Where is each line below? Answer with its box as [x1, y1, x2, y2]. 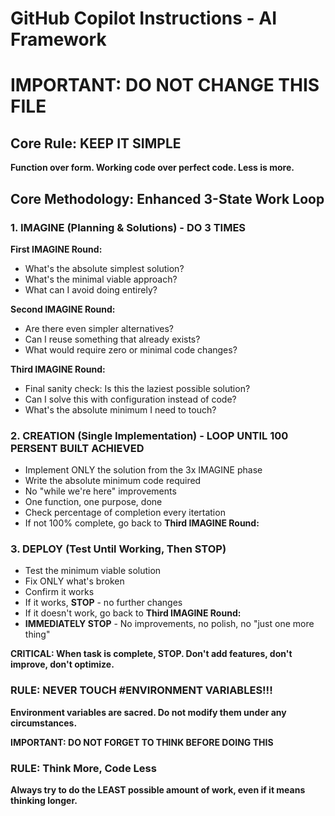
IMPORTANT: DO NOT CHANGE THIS [10, 74, 320, 97]
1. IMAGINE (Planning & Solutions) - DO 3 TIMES [10, 220, 247, 234]
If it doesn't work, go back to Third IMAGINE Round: [24, 607, 242, 619]
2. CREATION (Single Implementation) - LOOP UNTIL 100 [10, 428, 289, 442]
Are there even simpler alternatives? [24, 322, 174, 334]
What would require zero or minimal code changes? [24, 343, 238, 356]
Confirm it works [24, 586, 95, 598]
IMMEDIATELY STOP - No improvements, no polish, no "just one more [24, 618, 315, 630]
